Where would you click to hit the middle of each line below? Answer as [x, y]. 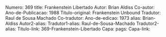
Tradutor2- [148, 23]
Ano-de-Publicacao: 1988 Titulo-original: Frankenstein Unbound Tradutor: [83, 13]
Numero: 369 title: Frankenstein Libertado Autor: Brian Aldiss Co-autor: [80, 7]
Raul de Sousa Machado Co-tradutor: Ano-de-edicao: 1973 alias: [73, 18]
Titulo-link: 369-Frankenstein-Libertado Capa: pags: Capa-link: [84, 29]
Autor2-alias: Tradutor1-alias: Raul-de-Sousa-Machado [77, 23]
